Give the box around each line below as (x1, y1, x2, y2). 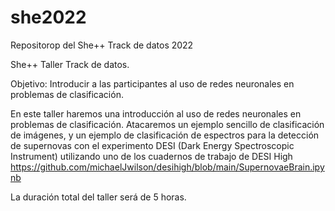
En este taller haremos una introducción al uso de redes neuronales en (10, 107, 302, 120)
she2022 (10, 6, 87, 29)
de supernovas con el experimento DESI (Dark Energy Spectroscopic (10, 139, 295, 151)
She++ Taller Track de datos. (10, 58, 130, 70)
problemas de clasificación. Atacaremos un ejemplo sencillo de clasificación (10, 118, 325, 130)
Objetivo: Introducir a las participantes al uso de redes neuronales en (10, 77, 295, 90)
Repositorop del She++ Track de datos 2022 (10, 39, 194, 51)
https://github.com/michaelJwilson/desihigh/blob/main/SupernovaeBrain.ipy (10, 161, 325, 173)
